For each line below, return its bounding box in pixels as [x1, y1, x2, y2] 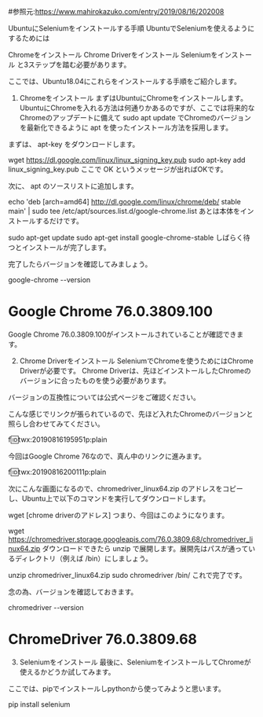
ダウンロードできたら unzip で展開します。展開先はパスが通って [42, 543, 249, 553]
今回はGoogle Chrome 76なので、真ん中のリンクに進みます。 [8, 451, 206, 461]
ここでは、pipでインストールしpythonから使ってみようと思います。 [8, 683, 226, 693]
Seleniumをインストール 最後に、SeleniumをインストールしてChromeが [19, 657, 251, 667]
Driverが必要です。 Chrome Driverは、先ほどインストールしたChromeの [19, 366, 251, 375]
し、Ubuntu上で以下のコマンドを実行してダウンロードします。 [8, 494, 210, 503]
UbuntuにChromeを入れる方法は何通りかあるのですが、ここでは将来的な [19, 103, 255, 112]
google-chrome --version [8, 275, 91, 285]
